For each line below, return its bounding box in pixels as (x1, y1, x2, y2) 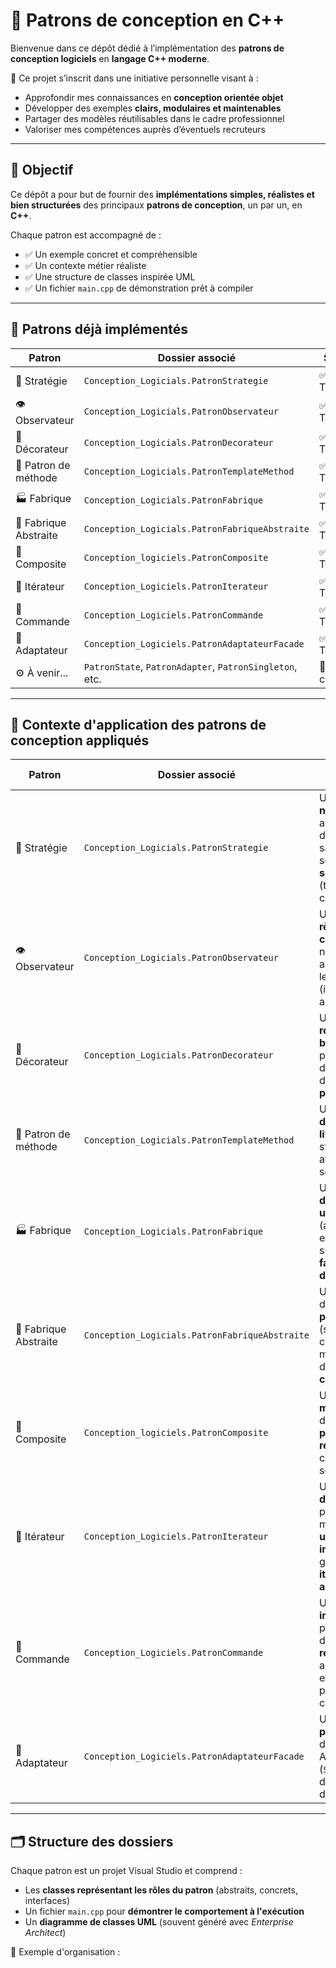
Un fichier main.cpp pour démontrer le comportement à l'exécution (24, 1905, 305, 1918)
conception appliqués (10, 732, 150, 749)
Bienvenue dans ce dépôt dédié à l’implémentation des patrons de (10, 42, 285, 54)
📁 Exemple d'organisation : (10, 1946, 121, 1958)
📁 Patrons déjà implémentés (10, 321, 189, 338)
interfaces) (24, 1895, 71, 1907)
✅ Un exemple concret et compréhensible (24, 248, 198, 260)
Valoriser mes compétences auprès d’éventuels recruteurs (24, 123, 266, 135)
